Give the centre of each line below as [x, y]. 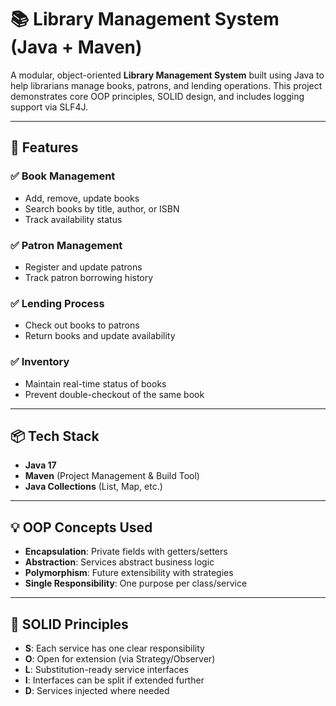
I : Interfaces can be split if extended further [114, 680]
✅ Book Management [63, 176]
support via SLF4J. [49, 107]
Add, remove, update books [82, 198]
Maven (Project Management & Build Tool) [112, 476]
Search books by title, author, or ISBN [102, 208]
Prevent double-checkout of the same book [114, 394]
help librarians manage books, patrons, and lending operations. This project [166, 85]
